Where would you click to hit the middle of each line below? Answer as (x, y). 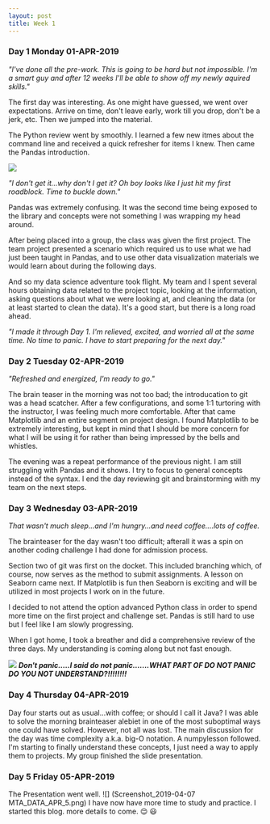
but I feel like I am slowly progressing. (71, 624)
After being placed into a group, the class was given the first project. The (130, 240)
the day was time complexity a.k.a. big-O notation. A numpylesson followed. (135, 738)
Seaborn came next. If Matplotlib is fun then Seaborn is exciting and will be (133, 583)
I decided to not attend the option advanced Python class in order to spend (133, 607)
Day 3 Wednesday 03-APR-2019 (73, 509)
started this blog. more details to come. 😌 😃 (83, 811)
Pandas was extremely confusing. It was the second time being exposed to (133, 207)
